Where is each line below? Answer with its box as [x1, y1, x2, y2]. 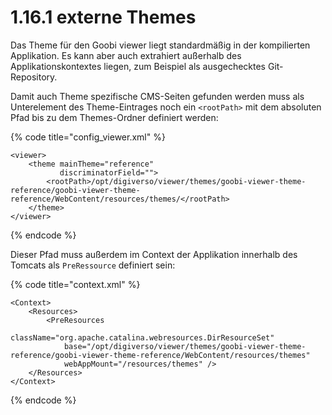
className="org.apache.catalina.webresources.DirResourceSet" [10, 332, 275, 343]
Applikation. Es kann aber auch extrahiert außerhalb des [10, 49, 242, 61]
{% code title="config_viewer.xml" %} [10, 131, 166, 143]
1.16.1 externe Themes [10, 6, 197, 29]
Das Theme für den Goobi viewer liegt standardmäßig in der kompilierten [10, 39, 311, 51]
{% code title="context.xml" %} [10, 278, 141, 290]
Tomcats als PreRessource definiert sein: [10, 259, 176, 271]
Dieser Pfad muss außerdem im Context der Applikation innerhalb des [10, 248, 298, 260]
